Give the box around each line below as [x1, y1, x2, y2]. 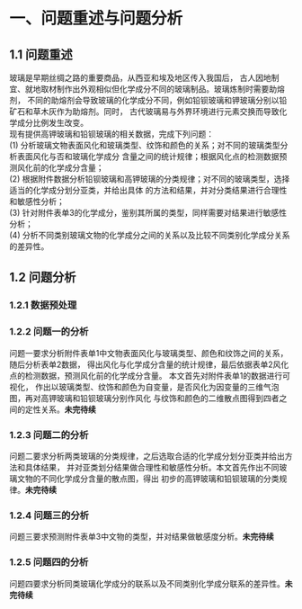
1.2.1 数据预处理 [9, 299, 77, 311]
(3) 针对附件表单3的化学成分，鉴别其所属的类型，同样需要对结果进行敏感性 [9, 208, 288, 218]
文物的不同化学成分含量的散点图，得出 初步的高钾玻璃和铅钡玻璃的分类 [16, 473, 280, 484]
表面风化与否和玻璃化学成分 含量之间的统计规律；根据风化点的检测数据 [16, 151, 280, 162]
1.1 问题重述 [9, 47, 74, 62]
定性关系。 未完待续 [24, 404, 96, 415]
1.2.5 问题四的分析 [9, 556, 89, 569]
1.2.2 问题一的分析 [9, 326, 89, 338]
